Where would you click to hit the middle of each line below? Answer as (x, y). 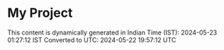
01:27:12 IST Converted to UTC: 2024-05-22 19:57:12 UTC (92, 39)
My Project (40, 13)
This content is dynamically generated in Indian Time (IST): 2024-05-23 (112, 32)
